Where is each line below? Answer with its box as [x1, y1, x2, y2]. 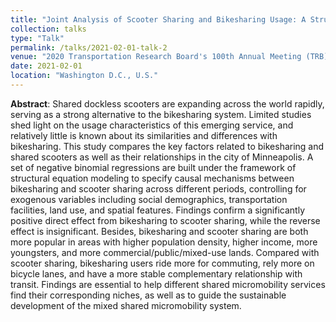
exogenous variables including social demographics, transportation [10, 193, 288, 205]
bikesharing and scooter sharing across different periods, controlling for [10, 182, 307, 195]
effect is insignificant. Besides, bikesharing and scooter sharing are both [10, 225, 309, 237]
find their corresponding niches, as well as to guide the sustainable [10, 289, 287, 301]
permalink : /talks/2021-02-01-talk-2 [10, 42, 168, 53]
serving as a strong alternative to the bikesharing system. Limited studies [10, 108, 312, 120]
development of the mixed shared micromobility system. [10, 299, 242, 311]
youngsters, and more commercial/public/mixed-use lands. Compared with [10, 246, 320, 258]
